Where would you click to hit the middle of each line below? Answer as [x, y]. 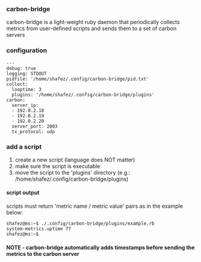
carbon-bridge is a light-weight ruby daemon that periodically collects [93, 22]
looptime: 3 [27, 89]
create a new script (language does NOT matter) [75, 160]
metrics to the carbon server [43, 254]
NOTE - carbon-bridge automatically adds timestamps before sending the [100, 247]
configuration [27, 51]
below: [14, 213]
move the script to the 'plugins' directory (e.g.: [73, 172]
